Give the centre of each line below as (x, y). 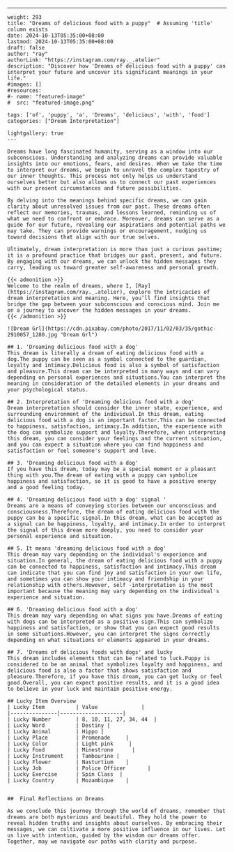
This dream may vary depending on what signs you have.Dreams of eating (115, 615)
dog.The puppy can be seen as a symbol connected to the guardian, (107, 359)
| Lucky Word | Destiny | (59, 726)
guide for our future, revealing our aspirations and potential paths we (117, 225)
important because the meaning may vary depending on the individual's (113, 591)
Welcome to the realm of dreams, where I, (70, 286)
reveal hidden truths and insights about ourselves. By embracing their (115, 823)
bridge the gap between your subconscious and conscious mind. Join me (113, 304)
